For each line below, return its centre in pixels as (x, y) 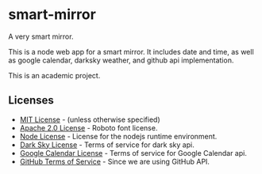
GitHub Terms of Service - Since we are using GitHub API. (115, 161)
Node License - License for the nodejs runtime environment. (118, 136)
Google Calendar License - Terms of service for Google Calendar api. (133, 153)
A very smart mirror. (41, 36)
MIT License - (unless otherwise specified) (90, 119)
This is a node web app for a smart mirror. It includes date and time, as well (131, 51)
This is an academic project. (54, 75)
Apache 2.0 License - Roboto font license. (89, 127)
